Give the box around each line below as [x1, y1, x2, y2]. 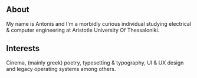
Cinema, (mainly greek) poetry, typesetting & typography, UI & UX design [6, 59, 184, 66]
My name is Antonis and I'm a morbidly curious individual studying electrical [6, 20, 192, 27]
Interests [6, 43, 40, 53]
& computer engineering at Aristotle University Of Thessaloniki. [6, 26, 160, 33]
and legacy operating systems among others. [6, 65, 116, 72]
